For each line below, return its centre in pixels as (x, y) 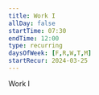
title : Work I (32, 16)
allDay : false (32, 23)
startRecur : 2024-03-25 (48, 61)
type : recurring (35, 46)
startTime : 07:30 (37, 31)
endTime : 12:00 (34, 38)
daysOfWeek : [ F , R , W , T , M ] (50, 53)
